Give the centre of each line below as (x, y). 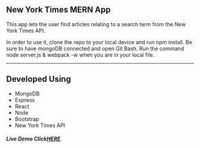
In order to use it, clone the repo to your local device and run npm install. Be (99, 42)
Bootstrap (27, 119)
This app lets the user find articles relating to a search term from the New (96, 24)
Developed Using (39, 79)
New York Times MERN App (59, 10)
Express (25, 100)
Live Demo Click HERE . (34, 139)
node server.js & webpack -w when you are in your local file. (80, 55)
